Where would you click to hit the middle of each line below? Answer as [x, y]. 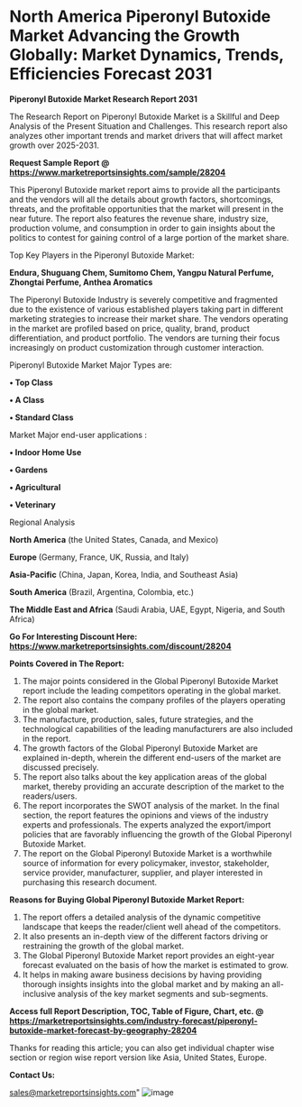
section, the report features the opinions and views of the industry [145, 815]
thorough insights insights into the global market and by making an [146, 983]
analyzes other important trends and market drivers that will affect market [146, 135]
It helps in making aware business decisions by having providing [142, 974]
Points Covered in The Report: [67, 663]
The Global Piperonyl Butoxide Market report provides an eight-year [148, 955]
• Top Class [31, 382]
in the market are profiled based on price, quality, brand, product [130, 328]
